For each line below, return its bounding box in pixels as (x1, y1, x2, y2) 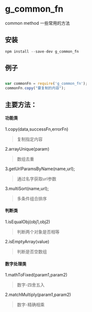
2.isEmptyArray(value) (5, 238, 49, 244)
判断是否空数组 (16, 249, 47, 254)
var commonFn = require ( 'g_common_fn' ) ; (5, 81, 88, 86)
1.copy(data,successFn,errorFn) (5, 126, 69, 132)
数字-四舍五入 (16, 282, 45, 288)
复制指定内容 (16, 136, 43, 142)
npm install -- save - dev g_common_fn (5, 49, 79, 54)
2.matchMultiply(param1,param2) (5, 292, 71, 298)
